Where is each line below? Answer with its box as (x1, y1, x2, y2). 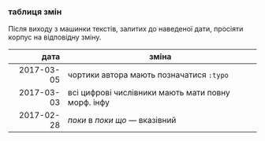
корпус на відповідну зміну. (8, 32, 102, 42)
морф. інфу (67, 97, 110, 108)
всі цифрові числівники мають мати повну (67, 87, 230, 98)
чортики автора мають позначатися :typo (67, 69, 229, 80)
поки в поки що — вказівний (67, 115, 177, 126)
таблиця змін (8, 6, 62, 17)
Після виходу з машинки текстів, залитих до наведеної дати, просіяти (8, 24, 244, 34)
